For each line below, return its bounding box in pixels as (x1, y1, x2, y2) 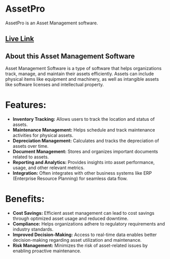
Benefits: (5, 193, 45, 205)
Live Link (5, 35, 35, 43)
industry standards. (12, 226, 54, 233)
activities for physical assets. (12, 133, 74, 139)
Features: (5, 100, 47, 111)
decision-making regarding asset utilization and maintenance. (12, 237, 142, 243)
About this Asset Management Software (5, 52, 135, 60)
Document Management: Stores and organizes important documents (12, 148, 158, 155)
